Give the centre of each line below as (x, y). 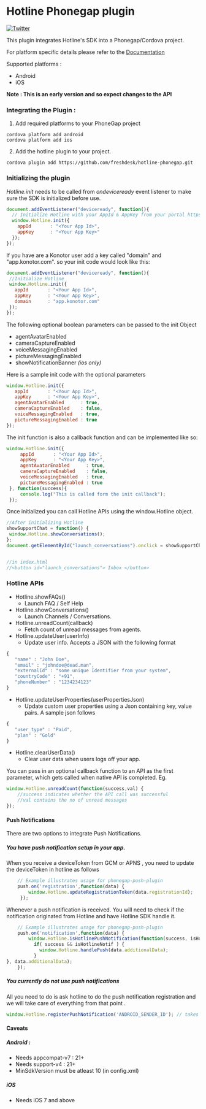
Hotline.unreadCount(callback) (54, 623)
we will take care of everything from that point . (66, 1003)
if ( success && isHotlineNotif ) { (79, 945)
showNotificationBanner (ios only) (58, 363)
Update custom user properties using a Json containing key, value (108, 706)
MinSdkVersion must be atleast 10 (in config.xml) (77, 1071)
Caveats (17, 1028)
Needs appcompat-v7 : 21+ (50, 1058)
